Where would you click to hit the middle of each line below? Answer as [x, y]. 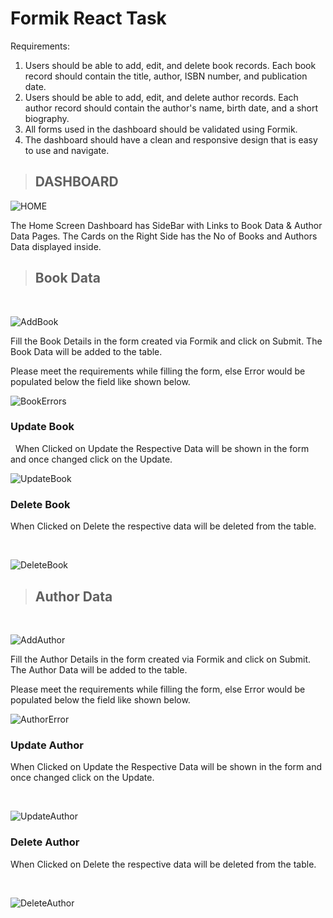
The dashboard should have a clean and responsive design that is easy [171, 139]
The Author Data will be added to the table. [99, 669]
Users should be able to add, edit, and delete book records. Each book [170, 65]
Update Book [42, 427]
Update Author [47, 745]
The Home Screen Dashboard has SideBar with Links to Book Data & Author [166, 225]
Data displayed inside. [56, 246]
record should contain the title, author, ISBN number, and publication [166, 76]
